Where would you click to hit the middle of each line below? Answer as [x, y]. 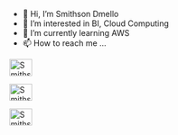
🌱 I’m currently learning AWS [76, 33]
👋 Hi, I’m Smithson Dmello [70, 14]
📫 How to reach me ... [64, 43]
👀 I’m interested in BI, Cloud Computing [96, 23]
